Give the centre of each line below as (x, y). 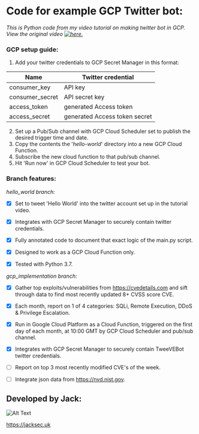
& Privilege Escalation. (42, 312)
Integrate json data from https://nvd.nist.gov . (70, 380)
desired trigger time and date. (52, 138)
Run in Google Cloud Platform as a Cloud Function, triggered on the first (104, 324)
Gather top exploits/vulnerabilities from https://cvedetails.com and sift (101, 287)
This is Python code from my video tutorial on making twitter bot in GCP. (96, 28)
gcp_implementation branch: (42, 276)
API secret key (84, 97)
